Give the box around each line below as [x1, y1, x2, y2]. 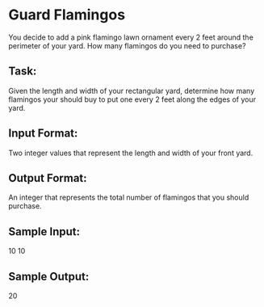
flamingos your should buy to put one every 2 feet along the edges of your [8, 95, 257, 104]
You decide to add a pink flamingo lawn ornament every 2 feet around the [8, 32, 254, 42]
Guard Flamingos [8, 6, 126, 24]
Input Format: [8, 127, 78, 141]
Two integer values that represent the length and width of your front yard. [8, 148, 254, 158]
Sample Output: [8, 269, 90, 284]
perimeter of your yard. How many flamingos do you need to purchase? [8, 40, 246, 50]
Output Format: [8, 171, 87, 185]
